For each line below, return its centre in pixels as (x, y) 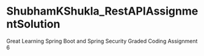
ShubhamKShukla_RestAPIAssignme (102, 11)
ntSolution (33, 24)
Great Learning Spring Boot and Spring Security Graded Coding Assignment (102, 41)
